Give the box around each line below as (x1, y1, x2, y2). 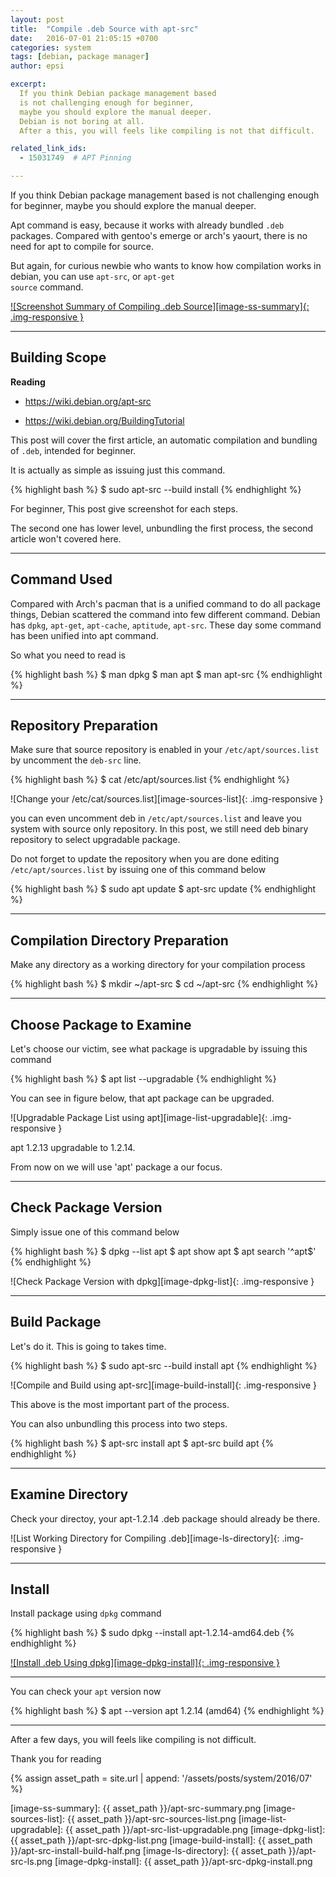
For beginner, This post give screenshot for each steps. (10, 502, 239, 515)
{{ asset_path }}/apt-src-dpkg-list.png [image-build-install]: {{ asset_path (10, 1834, 313, 1846)
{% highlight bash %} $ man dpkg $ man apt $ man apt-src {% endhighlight (10, 668, 323, 680)
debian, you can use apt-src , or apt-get (10, 271, 175, 282)
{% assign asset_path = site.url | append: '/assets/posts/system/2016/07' (10, 1772, 313, 1785)
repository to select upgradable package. (10, 834, 181, 846)
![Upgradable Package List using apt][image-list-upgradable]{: (10, 1112, 268, 1124)
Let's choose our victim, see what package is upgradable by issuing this (10, 1043, 308, 1055)
